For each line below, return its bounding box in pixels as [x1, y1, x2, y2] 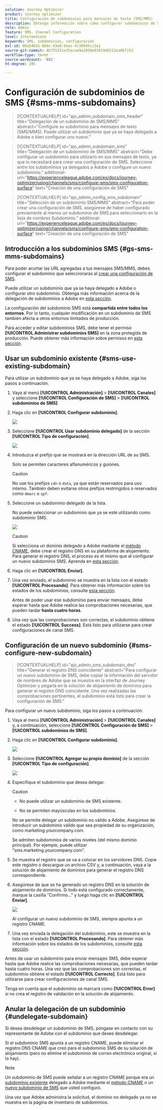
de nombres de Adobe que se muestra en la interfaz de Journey [16, 677, 146, 683]
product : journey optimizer [5, 12, 62, 17]
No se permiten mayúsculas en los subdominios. [19, 808, 116, 813]
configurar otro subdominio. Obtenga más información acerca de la [5, 290, 140, 296]
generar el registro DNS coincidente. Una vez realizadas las [16, 688, 136, 694]
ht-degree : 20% [5, 61, 36, 66]
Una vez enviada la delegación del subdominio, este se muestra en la [12, 930, 151, 936]
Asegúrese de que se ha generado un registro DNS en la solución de [12, 881, 149, 888]
